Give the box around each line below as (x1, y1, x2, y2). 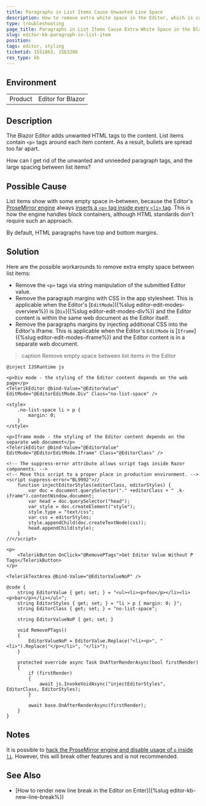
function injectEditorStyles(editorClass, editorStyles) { (17, 482, 172, 488)
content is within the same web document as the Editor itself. (15, 314, 170, 321)
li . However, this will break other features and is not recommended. (6, 753, 178, 760)
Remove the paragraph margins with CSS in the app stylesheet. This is (15, 294, 194, 301)
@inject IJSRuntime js (6, 363, 64, 370)
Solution (6, 247, 39, 257)
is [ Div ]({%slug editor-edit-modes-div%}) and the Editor (49, 308, 192, 315)
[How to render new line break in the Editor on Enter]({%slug (15, 786, 169, 794)
